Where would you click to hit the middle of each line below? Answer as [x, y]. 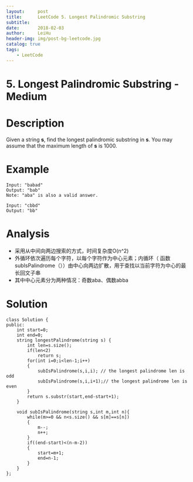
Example [28, 169]
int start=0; [33, 330]
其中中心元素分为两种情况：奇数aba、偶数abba [72, 280]
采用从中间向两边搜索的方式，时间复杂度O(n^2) [72, 251]
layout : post [27, 11]
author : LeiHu [28, 33]
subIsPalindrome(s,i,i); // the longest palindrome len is [111, 371]
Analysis [28, 233]
